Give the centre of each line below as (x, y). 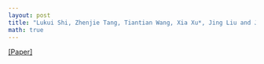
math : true (26, 30)
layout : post (29, 15)
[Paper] (20, 52)
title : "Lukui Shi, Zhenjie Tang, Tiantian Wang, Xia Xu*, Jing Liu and (130, 23)
